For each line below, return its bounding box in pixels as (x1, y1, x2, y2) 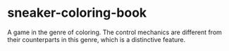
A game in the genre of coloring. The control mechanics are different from (7, 28, 222, 36)
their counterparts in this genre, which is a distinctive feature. (7, 35, 185, 43)
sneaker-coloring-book (7, 5, 147, 21)
